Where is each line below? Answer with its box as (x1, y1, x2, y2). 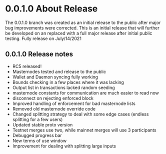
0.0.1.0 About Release (5, 3, 98, 14)
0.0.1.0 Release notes (5, 50, 73, 58)
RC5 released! (12, 63, 42, 69)
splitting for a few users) (12, 116, 63, 122)
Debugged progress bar (12, 132, 62, 138)
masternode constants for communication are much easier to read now (12, 89, 159, 95)
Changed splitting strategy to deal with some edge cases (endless (12, 111, 149, 117)
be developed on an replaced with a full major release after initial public (5, 30, 152, 36)
